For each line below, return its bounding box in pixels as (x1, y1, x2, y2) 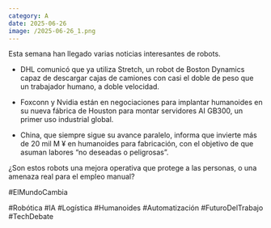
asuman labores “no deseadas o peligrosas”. (19, 147, 169, 158)
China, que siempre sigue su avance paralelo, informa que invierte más (19, 130, 257, 140)
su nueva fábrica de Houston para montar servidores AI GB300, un (19, 106, 243, 116)
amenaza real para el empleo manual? (8, 171, 135, 182)
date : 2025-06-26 (8, 19, 67, 27)
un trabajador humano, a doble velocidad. (19, 82, 160, 91)
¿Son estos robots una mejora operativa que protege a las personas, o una (8, 163, 257, 173)
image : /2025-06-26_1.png (8, 27, 95, 35)
